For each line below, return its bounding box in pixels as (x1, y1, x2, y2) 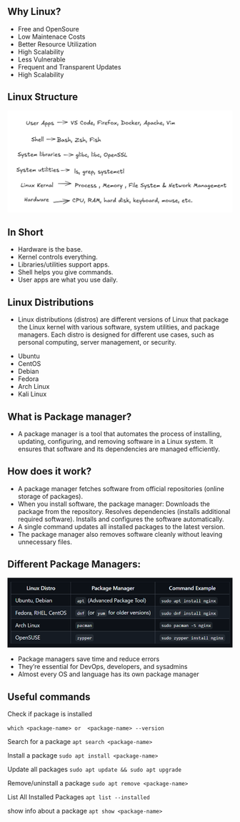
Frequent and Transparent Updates (17, 62, 121, 71)
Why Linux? (7, 6, 61, 18)
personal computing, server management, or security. (17, 338, 176, 347)
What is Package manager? (7, 410, 132, 422)
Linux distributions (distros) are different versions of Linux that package (17, 315, 229, 324)
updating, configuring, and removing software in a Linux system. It (17, 437, 214, 445)
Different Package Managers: (7, 558, 141, 570)
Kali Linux (17, 390, 47, 399)
